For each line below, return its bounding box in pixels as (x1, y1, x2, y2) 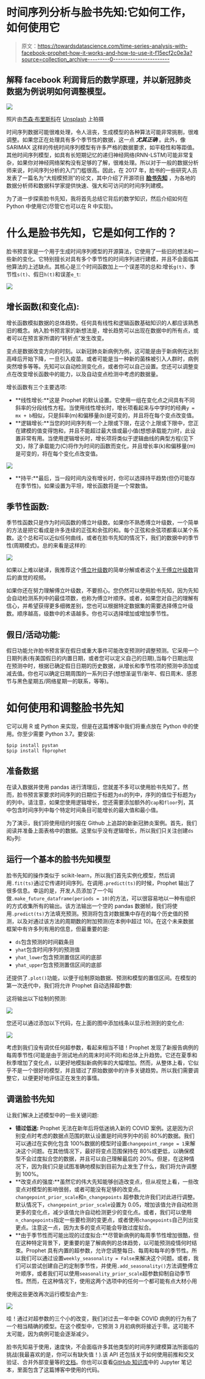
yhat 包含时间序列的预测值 (15, 946, 81, 953)
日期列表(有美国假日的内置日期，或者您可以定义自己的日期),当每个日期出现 (6, 655, 194, 662)
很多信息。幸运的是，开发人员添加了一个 (6, 886, 108, 894)
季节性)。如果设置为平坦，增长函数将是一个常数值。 (20, 481, 151, 489)
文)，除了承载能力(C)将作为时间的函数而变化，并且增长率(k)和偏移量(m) (15, 442, 196, 450)
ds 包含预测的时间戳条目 (15, 938, 75, 945)
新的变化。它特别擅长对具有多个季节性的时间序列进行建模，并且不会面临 (11, 255, 193, 262)
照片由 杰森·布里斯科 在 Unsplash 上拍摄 (6, 115, 104, 122)
